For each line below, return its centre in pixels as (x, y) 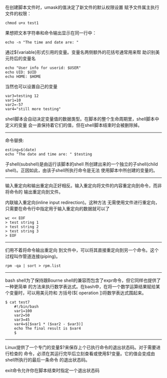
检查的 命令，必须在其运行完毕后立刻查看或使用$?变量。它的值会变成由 (82, 354)
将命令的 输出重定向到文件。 (34, 192)
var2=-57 (14, 105)
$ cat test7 (17, 302)
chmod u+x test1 (22, 23)
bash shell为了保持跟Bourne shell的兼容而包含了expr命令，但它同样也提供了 (83, 280)
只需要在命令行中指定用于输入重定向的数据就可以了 (57, 209)
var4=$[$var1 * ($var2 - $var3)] (49, 324)
